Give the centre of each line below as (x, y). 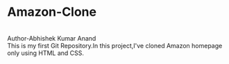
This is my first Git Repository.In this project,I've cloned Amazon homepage (115, 45)
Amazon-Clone (52, 12)
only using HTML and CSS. (46, 53)
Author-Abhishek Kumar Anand (52, 38)
